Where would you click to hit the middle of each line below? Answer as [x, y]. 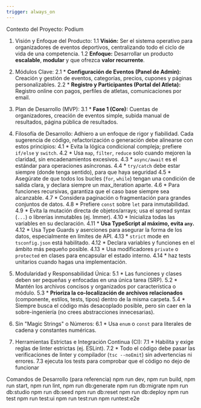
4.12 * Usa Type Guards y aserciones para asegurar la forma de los [98, 229]
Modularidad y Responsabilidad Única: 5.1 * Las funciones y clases [98, 273]
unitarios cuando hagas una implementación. [71, 262]
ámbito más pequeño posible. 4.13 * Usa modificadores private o [97, 249]
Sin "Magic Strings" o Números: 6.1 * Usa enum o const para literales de [103, 324]
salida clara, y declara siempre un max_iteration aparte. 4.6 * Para [97, 185]
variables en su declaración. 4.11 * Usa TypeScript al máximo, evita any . [105, 223]
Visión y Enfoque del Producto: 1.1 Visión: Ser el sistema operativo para [104, 40]
